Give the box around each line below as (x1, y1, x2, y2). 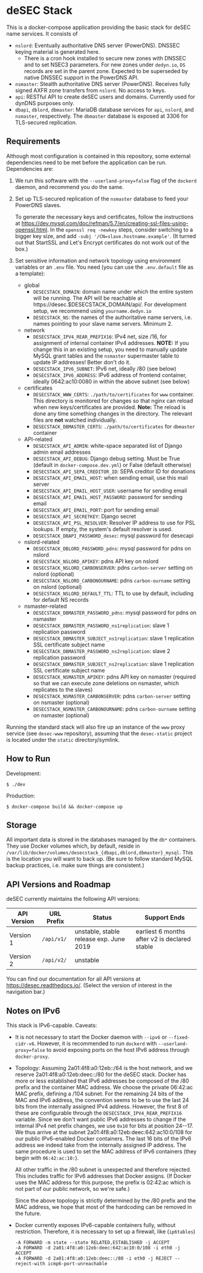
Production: (6, 792, 35, 799)
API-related (24, 436, 53, 443)
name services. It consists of (6, 30, 78, 37)
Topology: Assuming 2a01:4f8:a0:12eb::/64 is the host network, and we (14, 1065, 193, 1071)
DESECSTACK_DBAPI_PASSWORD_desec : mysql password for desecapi (33, 532, 194, 539)
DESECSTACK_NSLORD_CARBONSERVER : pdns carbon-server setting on (33, 564, 193, 571)
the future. (14, 1210, 42, 1217)
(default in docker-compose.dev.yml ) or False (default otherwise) (33, 461, 192, 468)
